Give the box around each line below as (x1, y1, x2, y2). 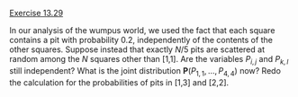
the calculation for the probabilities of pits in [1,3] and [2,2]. (9, 76, 230, 88)
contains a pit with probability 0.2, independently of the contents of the (9, 35, 273, 45)
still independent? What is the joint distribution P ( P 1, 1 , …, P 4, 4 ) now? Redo (9, 65, 282, 78)
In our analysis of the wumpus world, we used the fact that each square (9, 25, 275, 35)
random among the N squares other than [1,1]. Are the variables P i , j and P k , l (9, 54, 289, 66)
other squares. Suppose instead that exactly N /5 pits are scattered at (9, 44, 266, 55)
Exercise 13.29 (9, 8, 64, 18)
